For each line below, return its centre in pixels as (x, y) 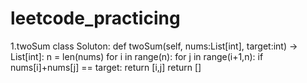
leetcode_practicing (95, 18)
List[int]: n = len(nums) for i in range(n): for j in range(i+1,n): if (137, 56)
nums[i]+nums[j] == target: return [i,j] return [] (106, 67)
